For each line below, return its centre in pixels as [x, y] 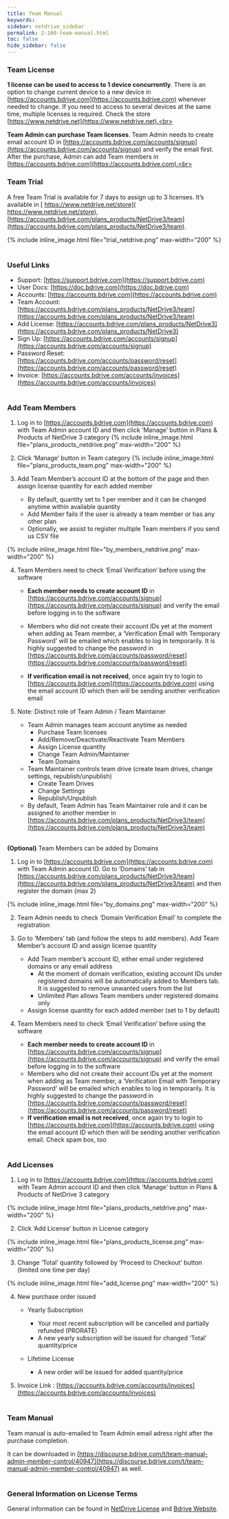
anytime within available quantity [74, 507]
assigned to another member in [72, 813]
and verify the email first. [178, 150]
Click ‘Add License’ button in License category [83, 1229]
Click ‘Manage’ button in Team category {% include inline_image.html [116, 458]
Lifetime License [51, 1359]
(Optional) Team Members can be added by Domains [83, 848]
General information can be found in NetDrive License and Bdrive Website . [113, 1509]
